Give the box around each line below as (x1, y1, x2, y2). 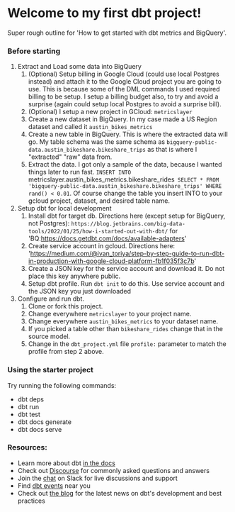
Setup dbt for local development (17, 204, 112, 213)
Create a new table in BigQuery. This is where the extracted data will (28, 130, 228, 139)
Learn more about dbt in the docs (17, 459, 115, 467)
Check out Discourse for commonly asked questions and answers (17, 466, 210, 474)
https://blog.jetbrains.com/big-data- (71, 221, 185, 228)
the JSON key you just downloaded (28, 287, 132, 296)
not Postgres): (28, 219, 70, 228)
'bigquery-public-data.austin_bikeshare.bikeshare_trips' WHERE (28, 183, 222, 190)
